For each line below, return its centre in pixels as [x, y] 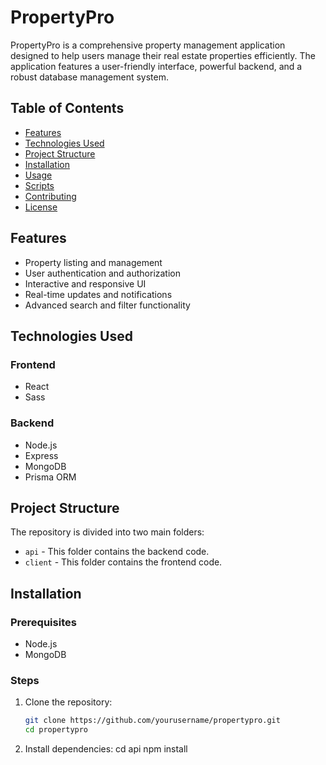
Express [41, 455]
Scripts [39, 185]
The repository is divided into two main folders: [107, 532]
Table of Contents [67, 108]
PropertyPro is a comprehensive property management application [148, 45]
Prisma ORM [50, 477]
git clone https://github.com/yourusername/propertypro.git [152, 721]
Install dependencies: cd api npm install [106, 749]
